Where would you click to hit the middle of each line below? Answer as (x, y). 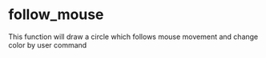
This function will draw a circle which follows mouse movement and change (133, 37)
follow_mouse (56, 15)
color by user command (48, 44)
